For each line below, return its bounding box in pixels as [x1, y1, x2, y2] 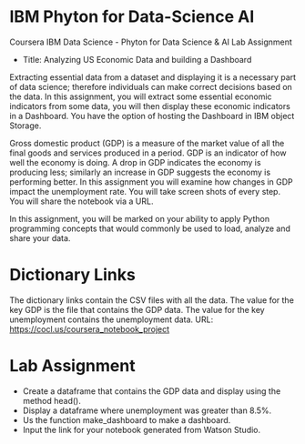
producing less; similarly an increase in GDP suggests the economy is [9, 166, 271, 177]
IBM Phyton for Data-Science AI [9, 6, 255, 27]
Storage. [9, 120, 42, 131]
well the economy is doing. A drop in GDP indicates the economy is [9, 156, 261, 167]
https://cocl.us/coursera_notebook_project [9, 323, 170, 334]
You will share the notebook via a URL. [9, 196, 154, 207]
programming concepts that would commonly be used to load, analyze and [9, 223, 291, 234]
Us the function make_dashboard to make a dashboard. [22, 414, 231, 425]
